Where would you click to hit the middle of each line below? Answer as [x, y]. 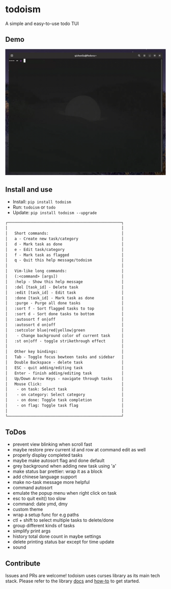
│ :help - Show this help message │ [65, 281]
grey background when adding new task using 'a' [64, 466]
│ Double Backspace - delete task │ [65, 363]
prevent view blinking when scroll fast [52, 444]
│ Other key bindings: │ [65, 352]
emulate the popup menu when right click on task [65, 493]
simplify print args [32, 531]
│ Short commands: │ [65, 234]
